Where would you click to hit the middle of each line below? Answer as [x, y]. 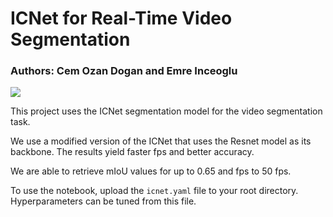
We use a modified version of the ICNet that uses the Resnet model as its [161, 141]
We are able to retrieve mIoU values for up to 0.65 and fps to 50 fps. [151, 171]
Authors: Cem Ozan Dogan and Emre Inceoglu [124, 71]
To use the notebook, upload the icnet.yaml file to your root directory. [154, 191]
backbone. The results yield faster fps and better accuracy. [132, 152]
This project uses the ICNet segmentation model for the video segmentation [166, 111]
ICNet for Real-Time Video [121, 18]
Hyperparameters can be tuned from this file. [103, 201]
